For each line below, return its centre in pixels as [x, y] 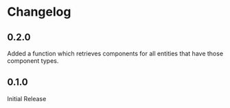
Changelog [39, 12]
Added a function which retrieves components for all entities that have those [115, 53]
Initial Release [27, 98]
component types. [33, 61]
